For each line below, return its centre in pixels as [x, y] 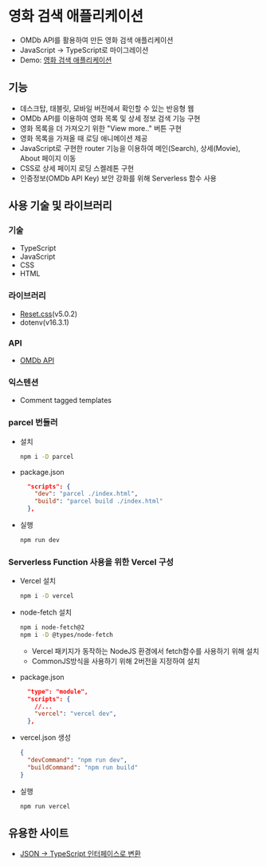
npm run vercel [45, 806]
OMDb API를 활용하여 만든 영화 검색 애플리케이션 [96, 40]
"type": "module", [58, 691]
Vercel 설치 [38, 581]
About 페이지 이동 [48, 158]
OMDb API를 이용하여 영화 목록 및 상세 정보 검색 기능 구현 [110, 118]
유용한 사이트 [39, 833]
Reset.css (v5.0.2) [49, 314]
